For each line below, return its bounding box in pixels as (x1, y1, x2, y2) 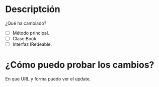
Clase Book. (12, 36, 38, 41)
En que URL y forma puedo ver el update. (5, 76, 91, 82)
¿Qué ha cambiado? (5, 20, 47, 26)
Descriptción (5, 4, 60, 15)
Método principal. (12, 30, 49, 36)
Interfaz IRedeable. (12, 41, 52, 47)
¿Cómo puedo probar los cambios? (5, 59, 154, 71)
